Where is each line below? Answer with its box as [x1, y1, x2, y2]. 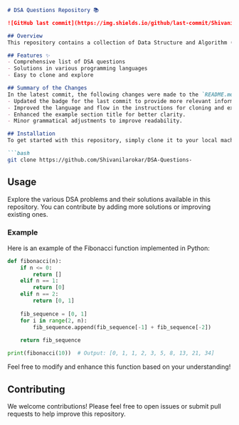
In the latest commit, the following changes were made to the [7, 91, 199, 98]
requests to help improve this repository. [7, 409, 126, 418]
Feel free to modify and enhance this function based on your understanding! [7, 362, 231, 371]
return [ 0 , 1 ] [33, 297, 75, 305]
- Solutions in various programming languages [7, 65, 148, 72]
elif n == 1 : [20, 277, 59, 284]
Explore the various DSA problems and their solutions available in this [7, 195, 211, 203]
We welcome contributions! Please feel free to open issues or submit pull [7, 402, 222, 410]
